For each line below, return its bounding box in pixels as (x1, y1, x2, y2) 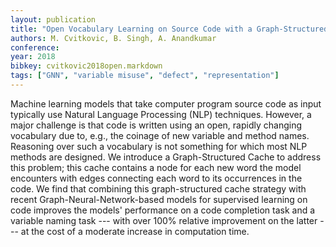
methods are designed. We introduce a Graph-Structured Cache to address (10, 151, 322, 163)
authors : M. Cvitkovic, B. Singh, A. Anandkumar (10, 33, 217, 43)
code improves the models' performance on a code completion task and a (10, 204, 316, 216)
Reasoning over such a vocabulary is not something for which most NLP (10, 140, 308, 152)
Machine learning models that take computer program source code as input (10, 97, 322, 110)
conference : (10, 42, 60, 53)
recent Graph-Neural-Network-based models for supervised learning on (10, 193, 308, 205)
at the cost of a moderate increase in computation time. (20, 225, 250, 237)
